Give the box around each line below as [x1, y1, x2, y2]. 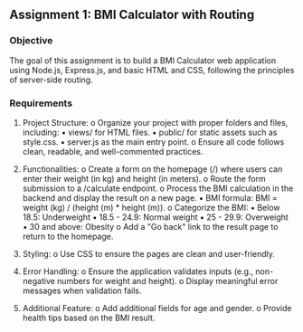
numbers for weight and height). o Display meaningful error [57, 275, 279, 286]
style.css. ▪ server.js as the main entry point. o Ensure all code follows [22, 136, 285, 147]
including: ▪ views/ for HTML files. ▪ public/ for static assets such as [22, 127, 278, 138]
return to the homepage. [22, 231, 114, 242]
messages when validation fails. [22, 285, 142, 296]
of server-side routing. [9, 74, 93, 85]
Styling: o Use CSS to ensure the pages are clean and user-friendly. [22, 248, 276, 259]
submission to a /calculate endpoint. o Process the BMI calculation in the [22, 183, 294, 194]
